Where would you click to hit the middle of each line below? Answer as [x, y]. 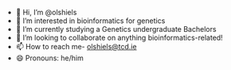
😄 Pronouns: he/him [49, 58]
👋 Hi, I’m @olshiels [46, 12]
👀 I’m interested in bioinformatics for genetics [90, 21]
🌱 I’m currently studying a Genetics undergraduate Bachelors [116, 29]
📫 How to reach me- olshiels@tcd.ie [76, 47]
